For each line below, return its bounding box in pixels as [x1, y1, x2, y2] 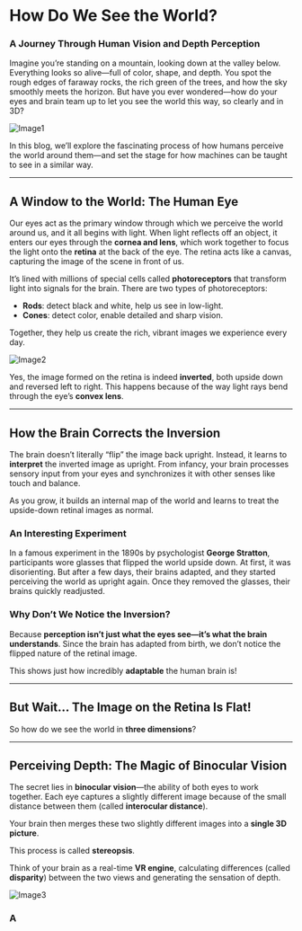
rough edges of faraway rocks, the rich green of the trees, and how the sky [9, 77, 288, 88]
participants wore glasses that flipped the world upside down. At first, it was [9, 557, 291, 568]
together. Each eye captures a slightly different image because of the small [9, 792, 287, 802]
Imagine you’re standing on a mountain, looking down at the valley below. [9, 58, 281, 68]
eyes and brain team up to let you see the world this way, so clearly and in [9, 96, 284, 107]
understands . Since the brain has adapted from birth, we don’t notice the [9, 638, 281, 649]
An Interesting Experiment [9, 528, 128, 540]
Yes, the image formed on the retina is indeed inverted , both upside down [9, 372, 283, 383]
